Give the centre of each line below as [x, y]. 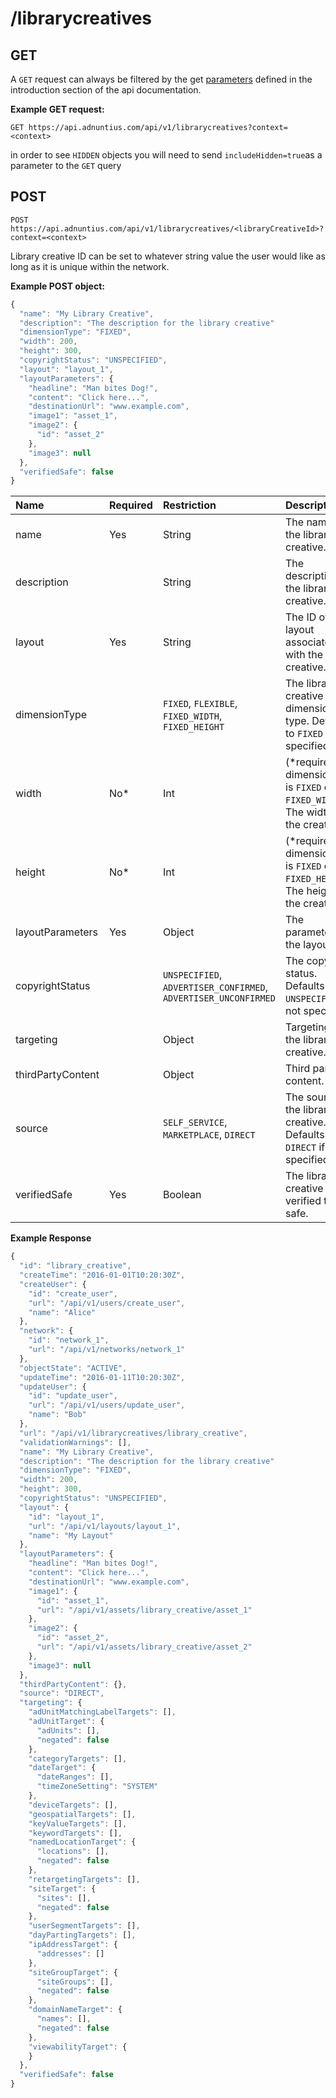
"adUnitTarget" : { [66, 1722]
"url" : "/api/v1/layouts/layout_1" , [105, 1526]
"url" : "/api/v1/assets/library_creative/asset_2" [144, 1647]
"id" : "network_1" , [69, 1340]
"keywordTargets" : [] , [75, 1833]
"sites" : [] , [64, 1898]
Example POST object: [57, 286]
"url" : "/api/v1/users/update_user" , [107, 1405]
